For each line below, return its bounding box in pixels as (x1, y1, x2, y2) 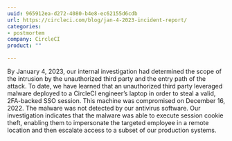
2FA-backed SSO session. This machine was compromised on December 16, (7, 97, 226, 104)
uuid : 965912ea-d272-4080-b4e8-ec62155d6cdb (7, 10, 138, 17)
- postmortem (7, 29, 45, 37)
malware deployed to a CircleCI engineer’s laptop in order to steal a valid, (7, 89, 216, 97)
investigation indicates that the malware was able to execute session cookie (7, 111, 224, 120)
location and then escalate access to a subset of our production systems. (7, 126, 217, 134)
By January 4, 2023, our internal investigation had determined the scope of (7, 67, 222, 75)
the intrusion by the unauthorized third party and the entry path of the (7, 75, 206, 83)
